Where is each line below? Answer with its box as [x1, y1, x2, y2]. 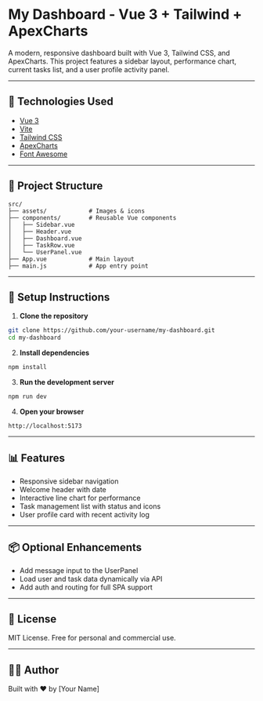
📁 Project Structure [8, 179, 103, 193]
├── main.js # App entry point [8, 261, 149, 270]
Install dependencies [19, 348, 90, 358]
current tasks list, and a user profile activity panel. [8, 64, 170, 74]
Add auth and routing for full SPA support [19, 582, 153, 592]
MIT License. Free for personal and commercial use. [8, 633, 176, 643]
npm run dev [8, 392, 47, 400]
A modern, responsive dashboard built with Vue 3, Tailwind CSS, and [8, 48, 231, 57]
